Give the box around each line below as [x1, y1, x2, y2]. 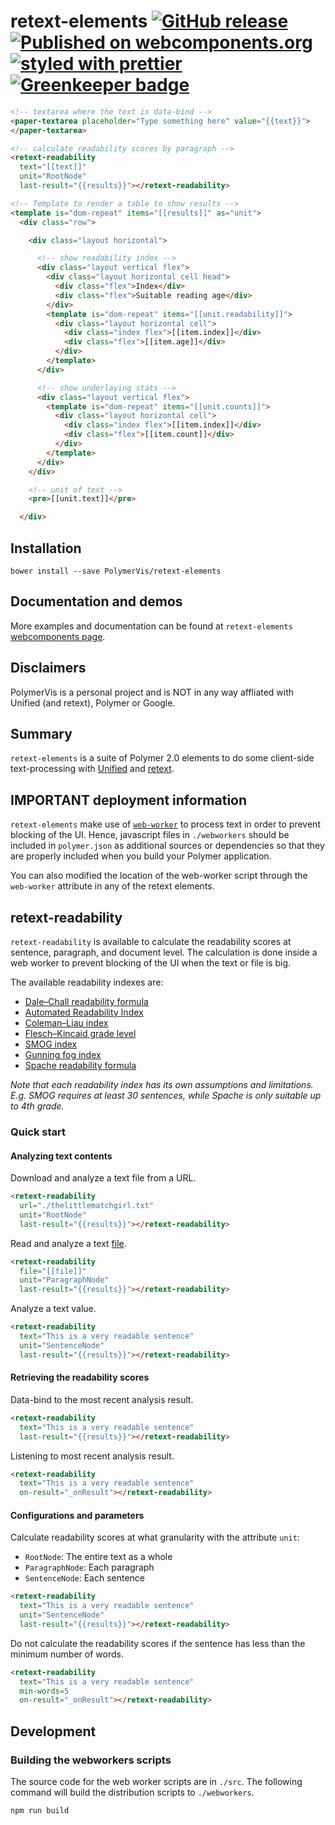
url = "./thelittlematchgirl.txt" [19, 1201, 155, 1211]
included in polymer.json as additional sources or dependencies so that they [10, 840, 325, 852]
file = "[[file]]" [19, 1266, 87, 1276]
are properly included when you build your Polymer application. [10, 850, 272, 862]
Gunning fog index [24, 1049, 102, 1061]
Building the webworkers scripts [10, 1753, 172, 1767]
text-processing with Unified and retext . [10, 763, 175, 775]
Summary [10, 726, 73, 743]
